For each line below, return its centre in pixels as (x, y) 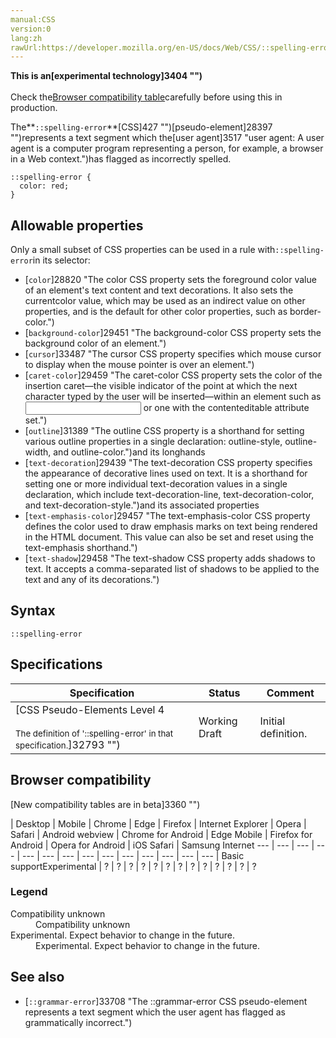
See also (37, 977)
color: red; (44, 186)
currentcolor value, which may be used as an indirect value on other (165, 301)
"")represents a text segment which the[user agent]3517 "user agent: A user (167, 138)
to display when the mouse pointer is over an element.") (139, 365)
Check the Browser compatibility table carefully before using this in (146, 97)
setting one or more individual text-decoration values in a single (156, 484)
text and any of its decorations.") (92, 580)
